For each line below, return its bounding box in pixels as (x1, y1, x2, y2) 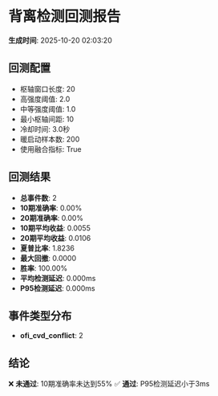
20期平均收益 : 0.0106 (19, 233, 91, 243)
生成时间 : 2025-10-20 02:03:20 (8, 35, 112, 45)
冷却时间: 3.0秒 (19, 124, 71, 133)
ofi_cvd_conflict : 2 (19, 331, 83, 341)
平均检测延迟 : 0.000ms (19, 273, 96, 283)
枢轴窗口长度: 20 (19, 84, 76, 93)
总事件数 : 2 (19, 193, 58, 202)
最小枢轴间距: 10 (19, 114, 75, 124)
